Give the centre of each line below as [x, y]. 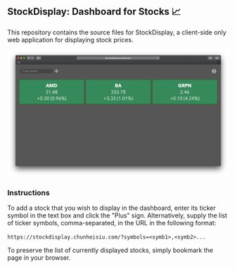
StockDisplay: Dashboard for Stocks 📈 [94, 12]
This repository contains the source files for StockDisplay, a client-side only [117, 32]
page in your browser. [39, 258]
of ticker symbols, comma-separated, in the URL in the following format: [112, 223]
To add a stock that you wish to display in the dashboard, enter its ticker [112, 208]
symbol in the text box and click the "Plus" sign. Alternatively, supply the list [117, 215]
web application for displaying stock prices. [70, 39]
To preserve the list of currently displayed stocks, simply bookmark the [110, 250]
